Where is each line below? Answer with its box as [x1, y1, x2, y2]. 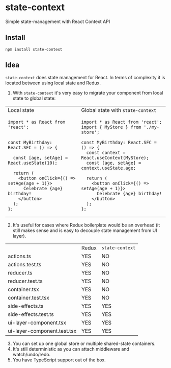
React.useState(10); [8, 160, 58, 166]
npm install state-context [5, 47, 63, 52]
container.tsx [8, 286, 39, 293]
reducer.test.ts [8, 278, 43, 285]
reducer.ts [8, 269, 33, 276]
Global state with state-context [81, 106, 157, 113]
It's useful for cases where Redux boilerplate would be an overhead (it [12, 222, 160, 228]
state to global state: [12, 95, 56, 101]
